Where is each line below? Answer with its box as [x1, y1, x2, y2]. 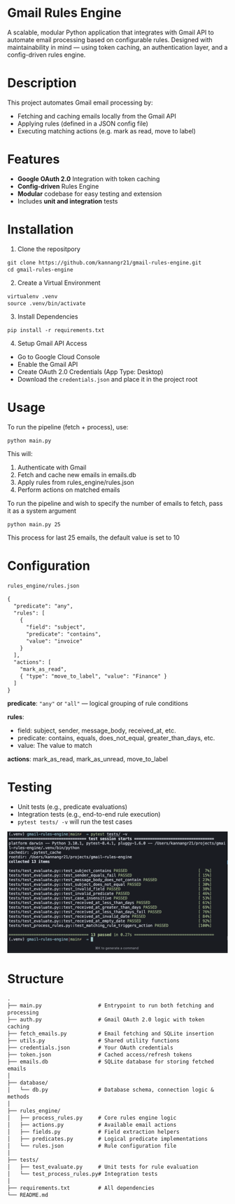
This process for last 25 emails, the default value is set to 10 [7, 533, 180, 542]
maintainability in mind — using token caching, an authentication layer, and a [7, 43, 228, 51]
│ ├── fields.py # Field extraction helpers [7, 1128, 180, 1135]
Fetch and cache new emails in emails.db [17, 470, 136, 479]
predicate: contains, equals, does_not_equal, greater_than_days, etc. [17, 733, 215, 742]
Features [7, 152, 60, 168]
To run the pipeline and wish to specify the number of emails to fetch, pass [7, 499, 223, 507]
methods [7, 1093, 30, 1100]
